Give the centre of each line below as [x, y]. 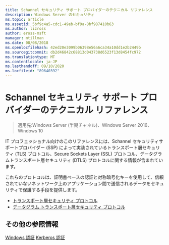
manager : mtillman [24, 38]
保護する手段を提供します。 [51, 189]
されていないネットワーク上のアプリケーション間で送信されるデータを [78, 183]
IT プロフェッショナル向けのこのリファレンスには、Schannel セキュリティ [82, 141]
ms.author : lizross [26, 29]
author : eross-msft [26, 33]
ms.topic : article [24, 19]
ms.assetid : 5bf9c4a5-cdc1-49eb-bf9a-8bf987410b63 [60, 24]
